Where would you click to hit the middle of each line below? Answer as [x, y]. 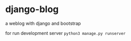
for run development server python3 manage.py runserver [65, 33]
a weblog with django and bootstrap [43, 23]
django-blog [32, 9]
